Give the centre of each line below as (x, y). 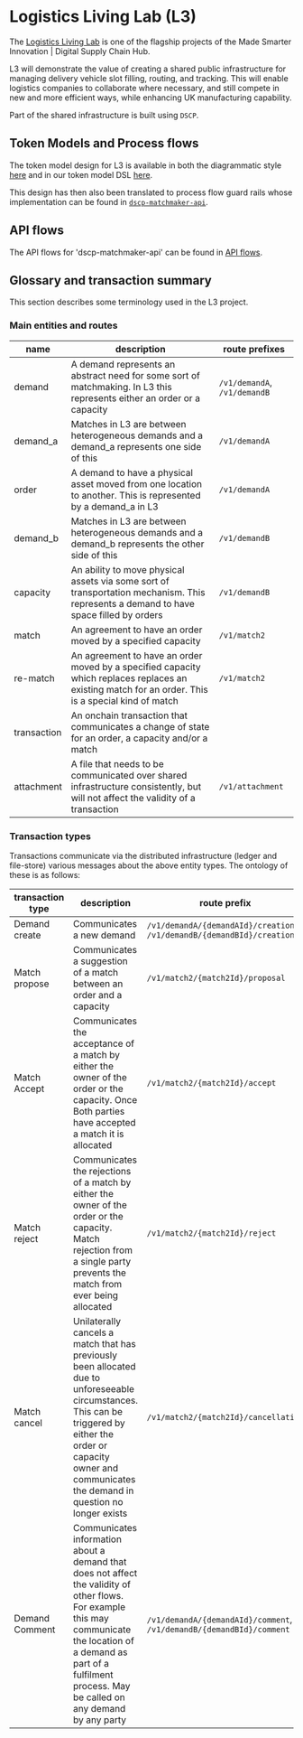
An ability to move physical (128, 569)
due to (87, 1378)
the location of (104, 1640)
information (97, 1539)
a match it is (99, 1134)
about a (89, 1550)
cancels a (94, 1332)
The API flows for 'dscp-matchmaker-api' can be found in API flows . (136, 252)
